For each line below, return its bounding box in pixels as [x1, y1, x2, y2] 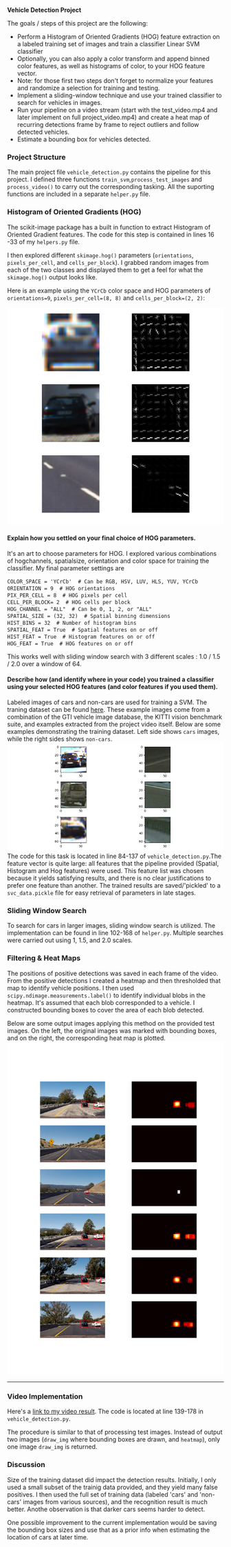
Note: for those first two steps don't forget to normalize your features [16, 77, 214, 85]
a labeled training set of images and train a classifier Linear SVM [16, 40, 200, 48]
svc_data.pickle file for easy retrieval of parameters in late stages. [7, 889, 196, 897]
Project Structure [7, 152, 66, 161]
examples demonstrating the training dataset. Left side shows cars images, [7, 728, 220, 735]
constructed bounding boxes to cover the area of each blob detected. [7, 1006, 205, 1014]
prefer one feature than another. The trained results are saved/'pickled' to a [7, 881, 221, 889]
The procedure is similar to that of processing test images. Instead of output [7, 1428, 223, 1437]
